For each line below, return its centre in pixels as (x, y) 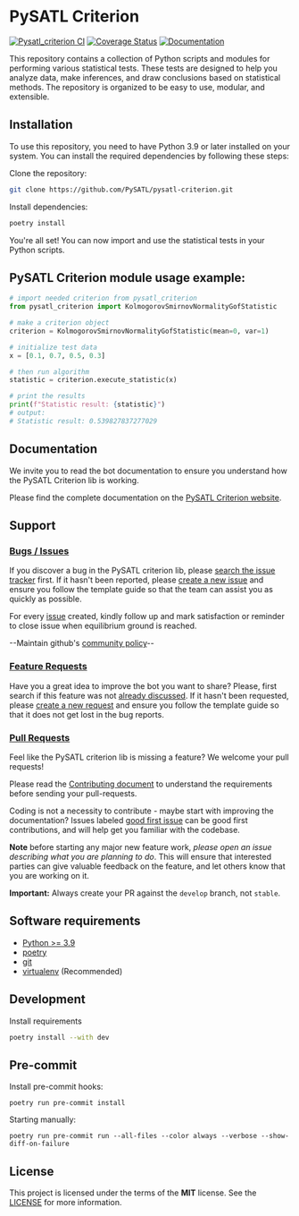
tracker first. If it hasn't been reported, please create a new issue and (137, 580)
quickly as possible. (46, 599)
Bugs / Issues (39, 550)
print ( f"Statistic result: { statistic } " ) (87, 404)
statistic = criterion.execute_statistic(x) (93, 380)
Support (33, 526)
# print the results (48, 396)
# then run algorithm (50, 372)
